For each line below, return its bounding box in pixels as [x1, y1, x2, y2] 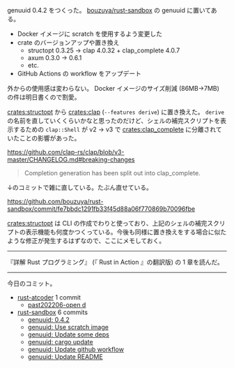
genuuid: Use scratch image [27, 323, 109, 331]
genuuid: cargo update [27, 338, 93, 346]
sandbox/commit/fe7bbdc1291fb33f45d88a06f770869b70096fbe [7, 205, 196, 213]
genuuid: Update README [27, 353, 103, 361]
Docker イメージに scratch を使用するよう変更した [17, 30, 162, 38]
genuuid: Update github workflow [27, 345, 124, 353]
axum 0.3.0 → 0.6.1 [27, 54, 82, 61]
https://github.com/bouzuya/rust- [7, 198, 104, 205]
